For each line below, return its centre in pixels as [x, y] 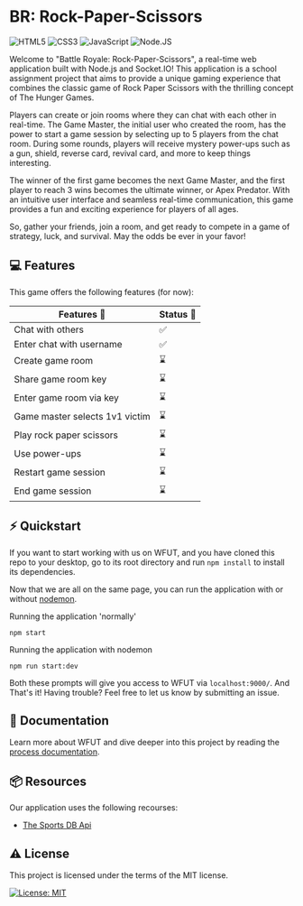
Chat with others [49, 329]
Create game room [54, 361]
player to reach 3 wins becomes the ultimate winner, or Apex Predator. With [150, 190]
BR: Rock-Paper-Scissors [106, 17]
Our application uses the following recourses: [94, 808]
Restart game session [60, 473]
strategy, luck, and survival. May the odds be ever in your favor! [128, 236]
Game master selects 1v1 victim [82, 417]
